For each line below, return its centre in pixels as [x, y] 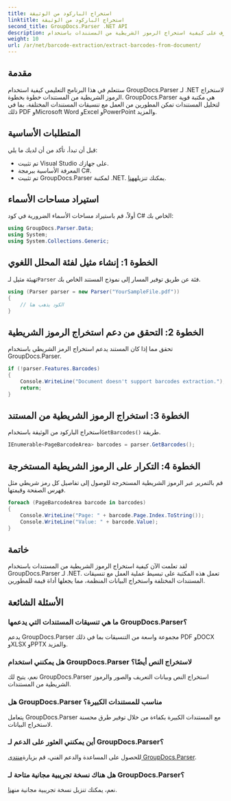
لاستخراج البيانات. [30, 724]
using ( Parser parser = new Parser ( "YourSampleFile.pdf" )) [94, 292]
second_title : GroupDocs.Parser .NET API [68, 26]
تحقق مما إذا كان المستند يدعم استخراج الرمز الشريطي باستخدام [90, 349]
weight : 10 [23, 39]
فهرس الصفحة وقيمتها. [37, 490]
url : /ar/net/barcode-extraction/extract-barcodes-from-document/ [105, 45]
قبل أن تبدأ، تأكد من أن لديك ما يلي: [53, 150]
